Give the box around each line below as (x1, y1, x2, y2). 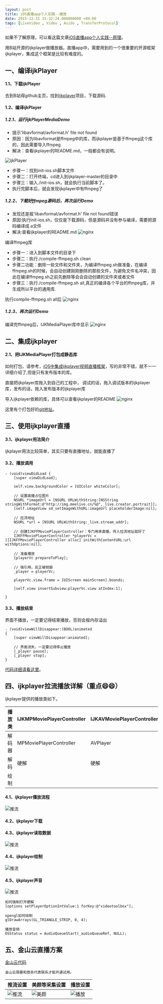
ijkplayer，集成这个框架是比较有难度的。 (5, 51, 86, 57)
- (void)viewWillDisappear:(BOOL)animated (5, 627, 92, 632)
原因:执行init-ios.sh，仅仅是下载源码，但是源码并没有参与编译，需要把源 (12, 217, 157, 223)
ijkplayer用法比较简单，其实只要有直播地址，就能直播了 (5, 448, 115, 454)
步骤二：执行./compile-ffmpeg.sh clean (12, 256, 91, 262)
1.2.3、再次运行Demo (5, 308, 49, 314)
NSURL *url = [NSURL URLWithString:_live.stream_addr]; (14, 519, 130, 524)
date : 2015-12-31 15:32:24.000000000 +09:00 (5, 16, 97, 21)
